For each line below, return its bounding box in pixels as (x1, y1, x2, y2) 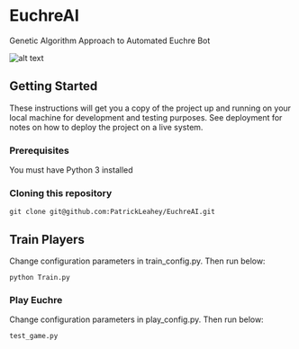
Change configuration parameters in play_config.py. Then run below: (9, 314, 264, 325)
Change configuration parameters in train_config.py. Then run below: (9, 255, 266, 266)
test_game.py (9, 332, 59, 341)
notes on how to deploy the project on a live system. (9, 121, 204, 132)
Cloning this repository (9, 186, 113, 199)
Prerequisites (9, 144, 69, 157)
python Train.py (9, 273, 70, 282)
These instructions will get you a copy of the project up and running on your (9, 103, 291, 113)
